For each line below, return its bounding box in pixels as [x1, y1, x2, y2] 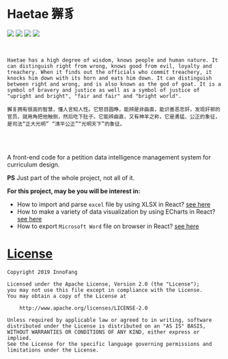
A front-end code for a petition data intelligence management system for [7, 153, 212, 161]
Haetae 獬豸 [7, 6, 76, 22]
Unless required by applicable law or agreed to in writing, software [7, 317, 212, 323]
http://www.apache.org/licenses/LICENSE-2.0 [19, 304, 148, 312]
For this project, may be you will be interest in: [7, 186, 141, 195]
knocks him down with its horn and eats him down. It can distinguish [7, 75, 212, 82]
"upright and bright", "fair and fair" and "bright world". [7, 92, 182, 99]
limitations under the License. [7, 347, 99, 354]
